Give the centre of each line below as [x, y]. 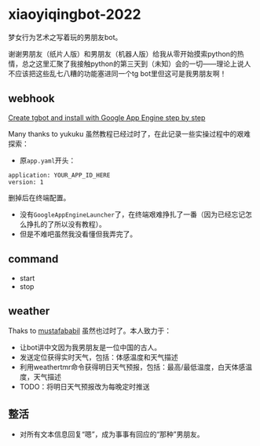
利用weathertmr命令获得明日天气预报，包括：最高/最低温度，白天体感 [132, 367]
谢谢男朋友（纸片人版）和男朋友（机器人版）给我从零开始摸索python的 [123, 53]
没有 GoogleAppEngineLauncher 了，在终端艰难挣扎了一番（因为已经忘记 [132, 214]
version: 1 [26, 182]
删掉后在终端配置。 [39, 197]
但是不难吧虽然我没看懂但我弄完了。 [78, 234]
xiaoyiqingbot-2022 [75, 15]
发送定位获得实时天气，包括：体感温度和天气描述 [99, 357]
